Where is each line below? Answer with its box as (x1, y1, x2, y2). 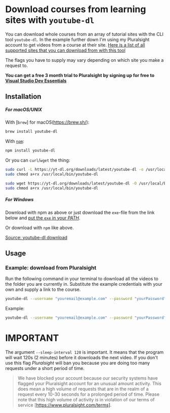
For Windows (5, 197, 34, 203)
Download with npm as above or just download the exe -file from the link (5, 209, 155, 215)
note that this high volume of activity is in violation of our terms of (17, 396, 155, 402)
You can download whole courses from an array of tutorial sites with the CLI (5, 31, 163, 37)
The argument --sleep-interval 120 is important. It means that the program (5, 349, 164, 355)
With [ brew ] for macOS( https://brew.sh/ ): (5, 119, 90, 125)
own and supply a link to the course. (5, 286, 81, 292)
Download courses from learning (5, 4, 146, 15)
